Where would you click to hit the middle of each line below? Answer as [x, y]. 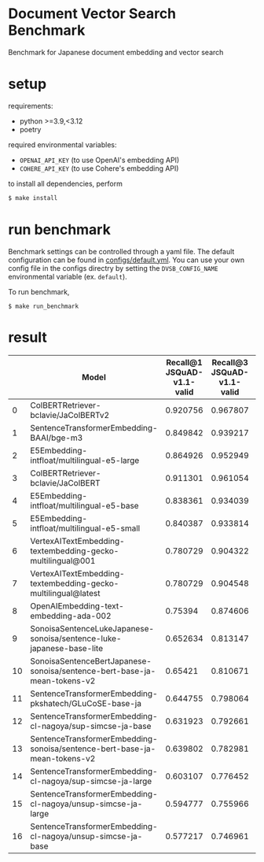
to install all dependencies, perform [66, 183]
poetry [30, 129]
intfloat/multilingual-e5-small [85, 528]
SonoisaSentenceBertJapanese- [91, 660]
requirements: [31, 105]
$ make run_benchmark [44, 306]
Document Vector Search [92, 14]
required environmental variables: [62, 144]
